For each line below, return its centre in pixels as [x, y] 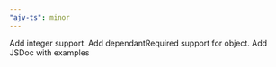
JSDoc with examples [49, 52]
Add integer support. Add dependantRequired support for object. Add [138, 43]
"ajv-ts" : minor [40, 17]
